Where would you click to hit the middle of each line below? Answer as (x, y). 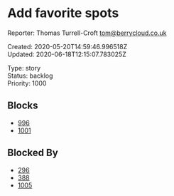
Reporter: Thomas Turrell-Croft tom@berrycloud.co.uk (87, 33)
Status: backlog (30, 76)
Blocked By (33, 153)
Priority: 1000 (27, 83)
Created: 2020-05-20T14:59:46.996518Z (67, 46)
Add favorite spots (63, 13)
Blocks (23, 106)
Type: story (24, 68)
